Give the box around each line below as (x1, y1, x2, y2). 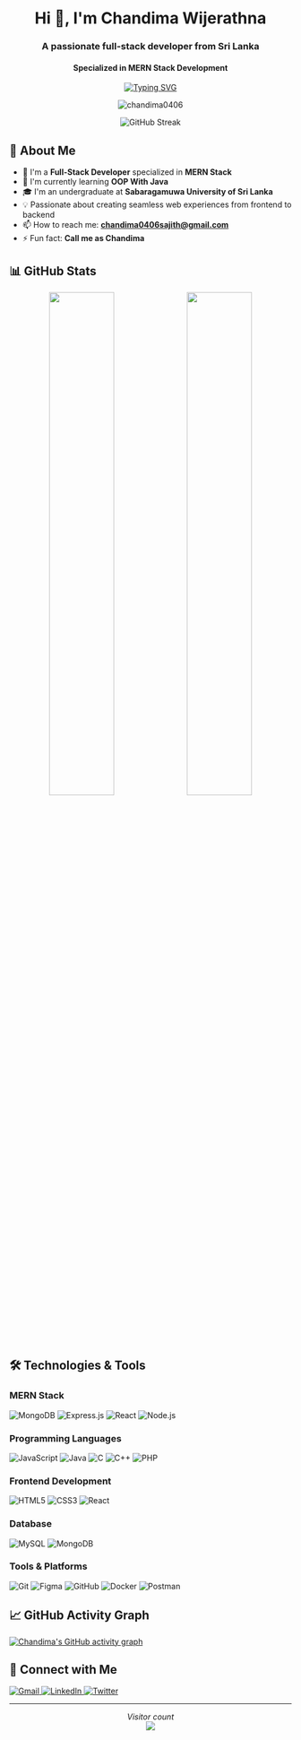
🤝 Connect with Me (9, 1662, 118, 1677)
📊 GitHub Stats (9, 264, 97, 279)
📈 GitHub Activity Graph (9, 1608, 150, 1623)
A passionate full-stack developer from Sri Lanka (41, 40, 260, 53)
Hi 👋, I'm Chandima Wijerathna (34, 8, 267, 29)
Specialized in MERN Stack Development (73, 62, 228, 73)
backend (21, 210, 56, 221)
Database (9, 1518, 52, 1530)
